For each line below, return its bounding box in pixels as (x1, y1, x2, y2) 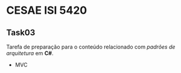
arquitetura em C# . (6, 50, 54, 57)
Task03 (6, 28, 36, 38)
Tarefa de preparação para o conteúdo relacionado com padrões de (6, 43, 176, 50)
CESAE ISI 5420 (6, 4, 87, 17)
